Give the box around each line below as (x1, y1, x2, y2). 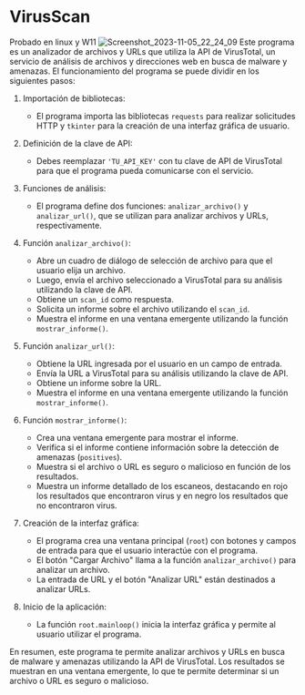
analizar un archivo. (36, 564, 111, 575)
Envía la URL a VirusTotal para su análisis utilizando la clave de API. (36, 367, 289, 379)
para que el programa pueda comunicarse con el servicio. (36, 165, 254, 176)
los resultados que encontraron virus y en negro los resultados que (36, 490, 289, 501)
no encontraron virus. (36, 499, 117, 511)
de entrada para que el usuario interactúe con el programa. (36, 545, 259, 556)
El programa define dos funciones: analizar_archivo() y (36, 200, 249, 211)
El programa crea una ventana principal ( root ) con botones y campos (36, 535, 297, 546)
